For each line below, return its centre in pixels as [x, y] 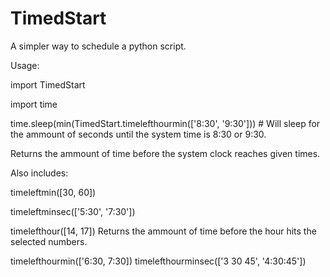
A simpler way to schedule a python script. [98, 46]
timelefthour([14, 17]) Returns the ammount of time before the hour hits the [163, 231]
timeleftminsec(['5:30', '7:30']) [73, 211]
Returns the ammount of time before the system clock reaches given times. [165, 153]
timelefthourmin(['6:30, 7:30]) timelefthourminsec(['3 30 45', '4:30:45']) [158, 261]
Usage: [25, 65]
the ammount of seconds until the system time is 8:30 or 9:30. [138, 134]
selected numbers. [49, 241]
